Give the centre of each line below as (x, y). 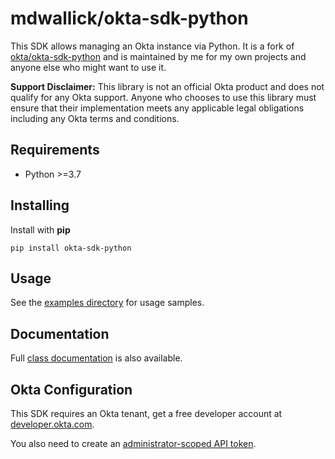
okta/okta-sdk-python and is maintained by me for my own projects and (158, 56)
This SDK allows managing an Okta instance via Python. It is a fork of (152, 46)
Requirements (55, 150)
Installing (40, 205)
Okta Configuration (71, 389)
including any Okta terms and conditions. (95, 118)
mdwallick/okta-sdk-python (129, 18)
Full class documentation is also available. (96, 358)
